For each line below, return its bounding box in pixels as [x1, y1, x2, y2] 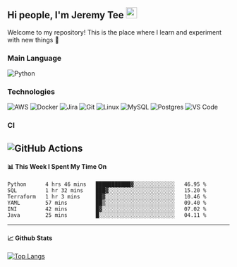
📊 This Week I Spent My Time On [7, 162, 107, 171]
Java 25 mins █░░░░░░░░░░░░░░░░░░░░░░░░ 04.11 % [7, 211, 207, 219]
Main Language [7, 53, 62, 63]
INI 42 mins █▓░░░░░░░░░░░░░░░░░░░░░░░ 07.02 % [7, 206, 207, 213]
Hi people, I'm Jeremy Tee [7, 9, 125, 21]
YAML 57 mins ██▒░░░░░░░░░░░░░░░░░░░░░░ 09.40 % [7, 199, 207, 206]
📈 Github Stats [7, 234, 53, 242]
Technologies [7, 87, 55, 97]
